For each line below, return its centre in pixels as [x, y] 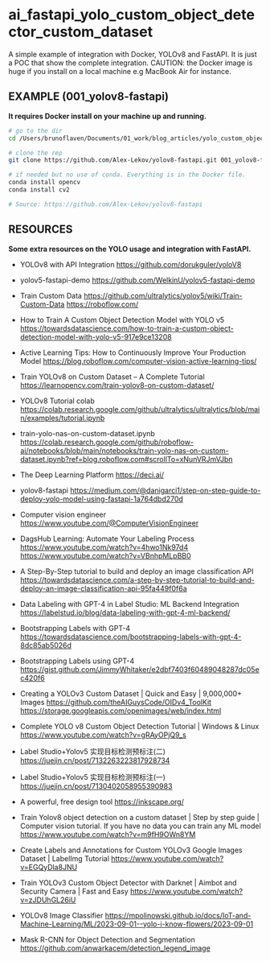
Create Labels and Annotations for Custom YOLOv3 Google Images [131, 850]
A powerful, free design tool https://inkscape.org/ [102, 802]
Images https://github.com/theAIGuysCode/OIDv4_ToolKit [115, 702]
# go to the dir [35, 130]
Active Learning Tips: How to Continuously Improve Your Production [133, 353]
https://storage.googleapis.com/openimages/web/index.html [121, 711]
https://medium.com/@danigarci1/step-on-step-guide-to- [165, 490]
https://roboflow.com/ [102, 304]
